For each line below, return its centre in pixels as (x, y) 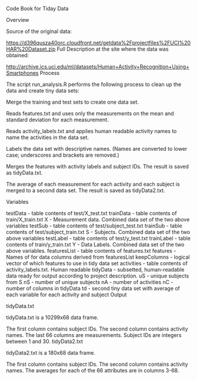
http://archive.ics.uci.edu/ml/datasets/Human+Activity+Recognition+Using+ (98, 67)
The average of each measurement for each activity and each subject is (93, 184)
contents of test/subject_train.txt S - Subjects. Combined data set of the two (98, 232)
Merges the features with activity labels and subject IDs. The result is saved (97, 166)
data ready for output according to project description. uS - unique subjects (98, 276)
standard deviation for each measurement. (57, 120)
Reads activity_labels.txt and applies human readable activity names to (91, 131)
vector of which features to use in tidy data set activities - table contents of (97, 263)
